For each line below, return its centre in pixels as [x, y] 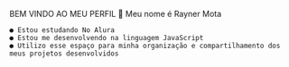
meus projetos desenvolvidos [64, 54]
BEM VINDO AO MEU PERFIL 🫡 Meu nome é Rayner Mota [116, 14]
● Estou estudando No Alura [62, 30]
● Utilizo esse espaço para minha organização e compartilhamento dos [145, 46]
